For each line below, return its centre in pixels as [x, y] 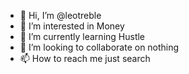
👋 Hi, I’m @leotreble [60, 15]
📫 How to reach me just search [85, 58]
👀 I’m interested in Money [72, 26]
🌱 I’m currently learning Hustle [82, 36]
